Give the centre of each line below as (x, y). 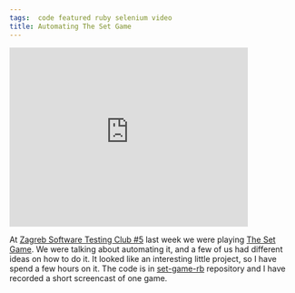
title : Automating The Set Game (70, 26)
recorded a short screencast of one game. (88, 278)
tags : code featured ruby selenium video (91, 18)
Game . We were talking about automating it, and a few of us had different (146, 249)
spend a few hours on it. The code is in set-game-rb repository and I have (147, 268)
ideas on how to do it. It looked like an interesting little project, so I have (143, 258)
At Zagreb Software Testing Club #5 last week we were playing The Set (143, 239)
